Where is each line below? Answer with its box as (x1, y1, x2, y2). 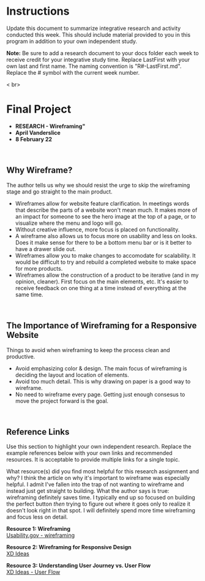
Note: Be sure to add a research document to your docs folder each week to (6, 49, 199, 56)
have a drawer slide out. (15, 245, 76, 252)
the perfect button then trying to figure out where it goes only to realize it (6, 500, 191, 508)
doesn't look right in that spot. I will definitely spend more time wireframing (6, 507, 196, 514)
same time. (15, 291, 43, 298)
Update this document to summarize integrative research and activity (6, 24, 181, 32)
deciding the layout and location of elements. (15, 371, 130, 378)
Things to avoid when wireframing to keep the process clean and (6, 346, 170, 353)
